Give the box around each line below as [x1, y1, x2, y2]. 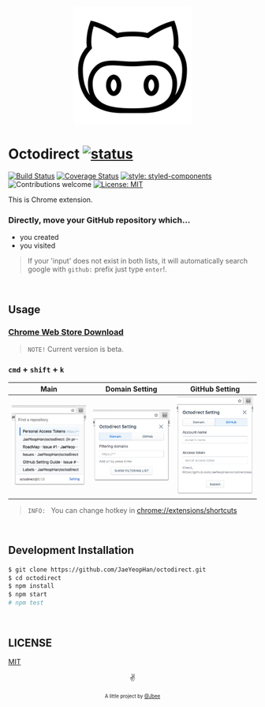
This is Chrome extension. [8, 195, 93, 204]
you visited [19, 241, 56, 250]
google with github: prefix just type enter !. [27, 264, 167, 274]
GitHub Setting [190, 384, 241, 394]
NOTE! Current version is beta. [27, 344, 124, 353]
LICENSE [8, 636, 53, 649]
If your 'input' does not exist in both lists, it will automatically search [27, 256, 248, 266]
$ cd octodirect [8, 574, 62, 582]
